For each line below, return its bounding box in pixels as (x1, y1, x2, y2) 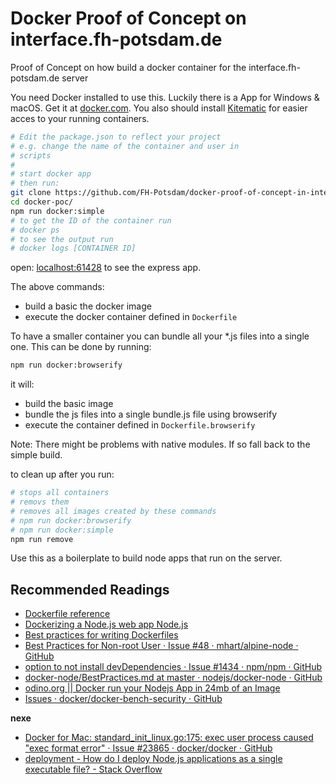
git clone (10, 188, 52, 198)
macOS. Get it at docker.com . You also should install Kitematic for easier (10, 102, 308, 114)
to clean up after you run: (10, 468, 115, 481)
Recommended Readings (10, 581, 170, 598)
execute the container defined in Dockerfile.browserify (24, 419, 256, 431)
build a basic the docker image (24, 300, 152, 312)
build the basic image (24, 398, 114, 410)
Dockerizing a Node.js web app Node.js (24, 618, 189, 631)
